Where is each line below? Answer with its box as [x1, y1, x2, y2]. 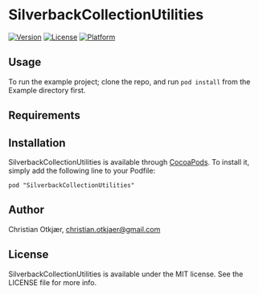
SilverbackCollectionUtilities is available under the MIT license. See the [8, 269, 244, 279]
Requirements [8, 108, 80, 122]
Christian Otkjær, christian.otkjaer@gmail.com [8, 224, 161, 234]
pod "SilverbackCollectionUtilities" [8, 181, 135, 190]
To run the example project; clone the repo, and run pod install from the [8, 76, 251, 86]
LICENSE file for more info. [8, 277, 97, 287]
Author [8, 203, 44, 217]
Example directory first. [8, 85, 86, 95]
